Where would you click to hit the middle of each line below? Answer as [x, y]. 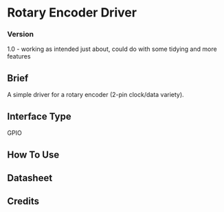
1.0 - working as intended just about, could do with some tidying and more [112, 49]
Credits [23, 201]
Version [21, 34]
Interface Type [39, 116]
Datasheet [30, 178]
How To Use [33, 155]
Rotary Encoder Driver [72, 13]
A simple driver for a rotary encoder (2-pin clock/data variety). [96, 95]
